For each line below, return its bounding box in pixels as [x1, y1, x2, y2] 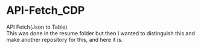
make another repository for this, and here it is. [6, 36, 123, 43]
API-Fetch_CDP [6, 4, 85, 17]
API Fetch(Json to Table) [6, 23, 68, 30]
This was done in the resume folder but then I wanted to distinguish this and [6, 29, 195, 36]
